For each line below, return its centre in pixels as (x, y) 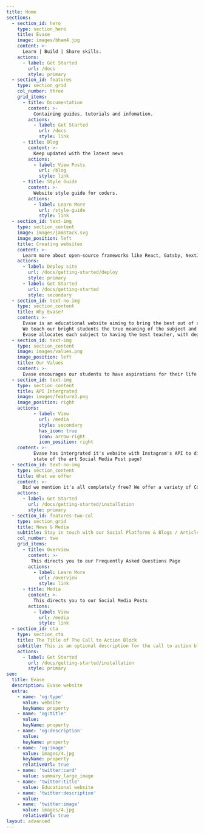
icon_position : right (66, 442)
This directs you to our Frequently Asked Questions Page (106, 561)
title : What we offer (44, 476)
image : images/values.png (50, 352)
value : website (42, 703)
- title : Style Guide (50, 182)
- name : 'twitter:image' (49, 804)
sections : (19, 18)
